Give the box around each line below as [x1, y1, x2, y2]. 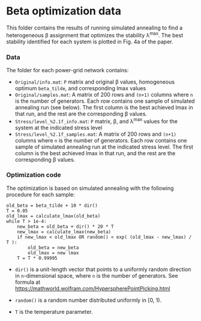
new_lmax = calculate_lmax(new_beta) [17, 228, 112, 235]
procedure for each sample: [6, 191, 75, 198]
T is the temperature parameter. [14, 308, 93, 315]
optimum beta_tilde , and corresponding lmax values [14, 84, 146, 91]
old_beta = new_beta [28, 245, 79, 251]
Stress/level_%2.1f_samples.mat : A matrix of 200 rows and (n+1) [14, 130, 177, 138]
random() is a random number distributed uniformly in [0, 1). [14, 296, 162, 304]
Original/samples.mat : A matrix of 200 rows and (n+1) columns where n [14, 91, 193, 98]
